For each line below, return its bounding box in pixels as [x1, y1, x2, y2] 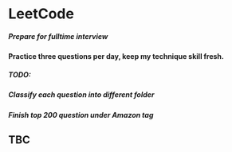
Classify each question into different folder [8, 90, 155, 99]
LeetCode [8, 5, 74, 23]
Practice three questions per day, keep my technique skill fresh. [8, 52, 225, 61]
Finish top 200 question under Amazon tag [8, 110, 154, 119]
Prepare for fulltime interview [8, 31, 108, 41]
